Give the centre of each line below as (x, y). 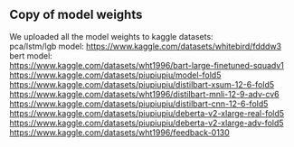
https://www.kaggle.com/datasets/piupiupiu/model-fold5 (115, 75)
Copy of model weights (76, 15)
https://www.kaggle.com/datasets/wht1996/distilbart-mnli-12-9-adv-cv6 (144, 94)
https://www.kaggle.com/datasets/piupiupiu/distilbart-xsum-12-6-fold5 (142, 84)
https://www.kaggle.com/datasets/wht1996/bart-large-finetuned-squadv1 (147, 65)
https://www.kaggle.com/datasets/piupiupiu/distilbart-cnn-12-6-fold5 (139, 104)
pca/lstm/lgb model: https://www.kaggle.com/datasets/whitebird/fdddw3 (146, 46)
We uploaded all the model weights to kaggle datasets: (112, 36)
